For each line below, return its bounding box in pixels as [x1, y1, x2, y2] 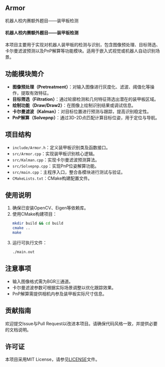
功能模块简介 [5, 70, 44, 78]
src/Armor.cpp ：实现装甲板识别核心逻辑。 [12, 150, 98, 157]
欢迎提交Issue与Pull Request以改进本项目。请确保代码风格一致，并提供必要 [5, 320, 158, 327]
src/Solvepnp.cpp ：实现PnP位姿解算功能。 [12, 163, 99, 169]
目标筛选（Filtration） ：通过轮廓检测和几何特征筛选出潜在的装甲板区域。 [12, 96, 159, 102]
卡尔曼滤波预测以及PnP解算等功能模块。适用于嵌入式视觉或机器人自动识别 [5, 48, 156, 54]
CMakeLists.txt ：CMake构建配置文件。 [12, 175, 93, 181]
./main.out [12, 250, 35, 255]
